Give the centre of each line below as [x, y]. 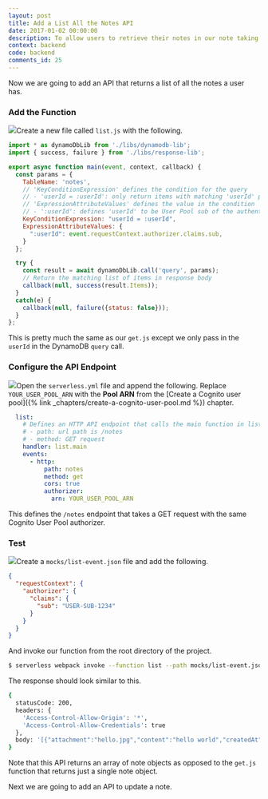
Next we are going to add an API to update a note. [91, 787]
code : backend [32, 53]
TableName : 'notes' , [57, 182]
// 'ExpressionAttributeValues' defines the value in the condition [139, 205]
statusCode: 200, [44, 703]
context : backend [37, 46]
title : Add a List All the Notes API [71, 23]
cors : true [62, 484]
